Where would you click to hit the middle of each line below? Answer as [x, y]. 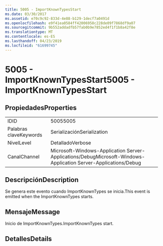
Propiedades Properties [41, 108]
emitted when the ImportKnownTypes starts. [49, 197]
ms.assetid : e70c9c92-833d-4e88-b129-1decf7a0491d [57, 18]
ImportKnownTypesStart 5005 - [70, 80]
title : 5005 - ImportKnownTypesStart [43, 9]
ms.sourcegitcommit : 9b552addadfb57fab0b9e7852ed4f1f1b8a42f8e [70, 28]
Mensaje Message [33, 212]
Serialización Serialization [79, 132]
